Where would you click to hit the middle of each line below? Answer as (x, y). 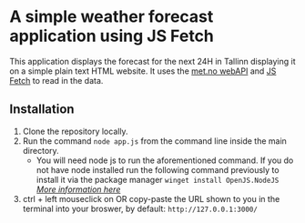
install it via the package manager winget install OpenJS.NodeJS (158, 179)
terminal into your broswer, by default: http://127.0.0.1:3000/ (140, 208)
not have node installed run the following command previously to (158, 169)
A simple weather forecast (112, 17)
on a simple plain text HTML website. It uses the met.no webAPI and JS (143, 71)
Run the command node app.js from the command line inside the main (154, 141)
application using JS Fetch (112, 36)
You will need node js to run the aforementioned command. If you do (165, 160)
